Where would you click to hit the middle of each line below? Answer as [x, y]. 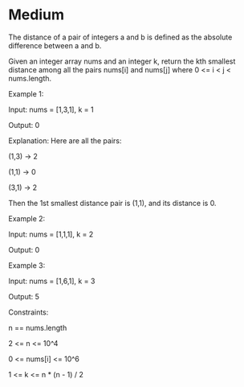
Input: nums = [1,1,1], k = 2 [51, 234]
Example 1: [26, 93]
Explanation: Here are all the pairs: [65, 140]
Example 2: [27, 218]
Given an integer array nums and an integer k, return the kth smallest [122, 61]
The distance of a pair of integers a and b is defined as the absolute [120, 37]
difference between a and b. [55, 45]
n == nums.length [38, 327]
